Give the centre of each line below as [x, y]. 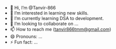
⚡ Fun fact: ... [24, 42]
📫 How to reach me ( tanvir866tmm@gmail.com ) [61, 29]
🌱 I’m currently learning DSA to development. [57, 18]
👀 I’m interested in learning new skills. [49, 13]
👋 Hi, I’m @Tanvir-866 [33, 8]
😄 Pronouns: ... [26, 36]
